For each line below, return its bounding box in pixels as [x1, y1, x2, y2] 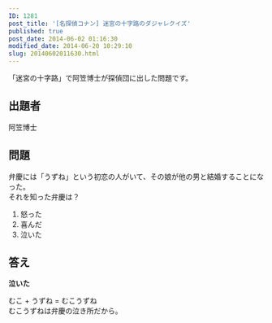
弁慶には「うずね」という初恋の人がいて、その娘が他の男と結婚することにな [8, 172, 264, 181]
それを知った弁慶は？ [8, 192, 80, 202]
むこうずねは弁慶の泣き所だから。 [8, 306, 123, 316]
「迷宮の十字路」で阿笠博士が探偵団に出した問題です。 [8, 73, 193, 82]
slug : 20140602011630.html [8, 50, 100, 58]
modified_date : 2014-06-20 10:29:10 [8, 42, 132, 50]
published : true [8, 27, 63, 35]
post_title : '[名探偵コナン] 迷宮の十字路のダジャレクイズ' [8, 20, 191, 28]
